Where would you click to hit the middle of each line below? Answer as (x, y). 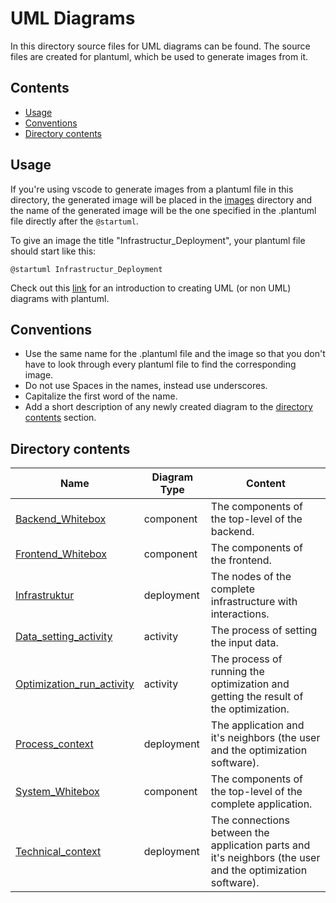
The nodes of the (251, 577)
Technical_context (58, 852)
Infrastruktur (45, 595)
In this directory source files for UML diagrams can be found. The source (160, 46)
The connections (250, 820)
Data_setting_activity (64, 637)
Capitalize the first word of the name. (101, 396)
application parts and (260, 845)
